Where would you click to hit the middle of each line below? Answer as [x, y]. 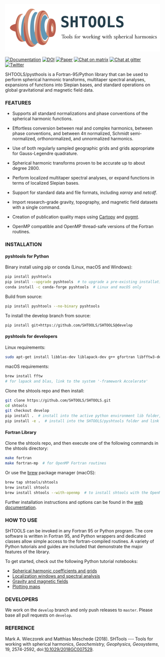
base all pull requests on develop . [39, 615]
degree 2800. [26, 168]
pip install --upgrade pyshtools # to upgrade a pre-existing [71, 282]
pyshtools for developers [31, 336]
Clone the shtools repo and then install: [45, 391]
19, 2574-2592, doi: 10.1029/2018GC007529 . [49, 649]
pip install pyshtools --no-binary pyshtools [52, 306]
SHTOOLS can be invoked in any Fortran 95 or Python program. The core [79, 530]
